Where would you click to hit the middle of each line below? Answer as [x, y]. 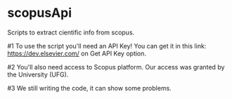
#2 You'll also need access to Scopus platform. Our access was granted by [116, 67]
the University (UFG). [38, 74]
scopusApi [40, 13]
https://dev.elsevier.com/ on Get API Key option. [77, 53]
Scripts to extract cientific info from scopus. [71, 32]
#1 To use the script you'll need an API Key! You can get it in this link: [107, 46]
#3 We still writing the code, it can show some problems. [90, 88]
